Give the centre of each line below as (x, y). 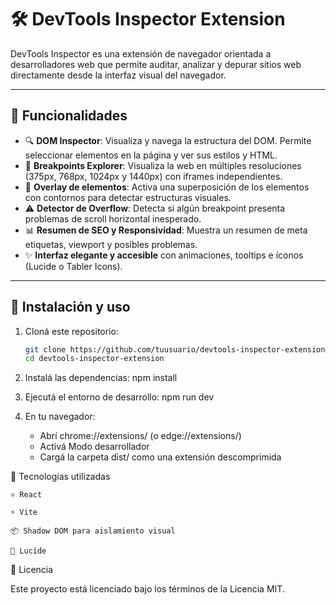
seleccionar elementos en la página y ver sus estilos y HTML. (151, 155)
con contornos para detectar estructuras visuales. (128, 197)
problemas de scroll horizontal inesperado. (113, 218)
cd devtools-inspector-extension (94, 359)
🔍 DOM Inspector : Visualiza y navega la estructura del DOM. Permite (168, 140)
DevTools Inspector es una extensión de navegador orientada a (141, 53)
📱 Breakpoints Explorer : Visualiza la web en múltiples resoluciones (163, 165)
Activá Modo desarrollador (94, 447)
